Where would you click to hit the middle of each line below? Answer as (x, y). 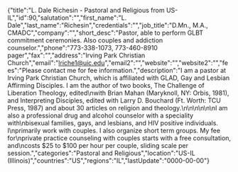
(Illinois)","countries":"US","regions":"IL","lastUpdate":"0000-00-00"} (108, 161)
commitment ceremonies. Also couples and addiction (85, 40)
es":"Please (25, 70)
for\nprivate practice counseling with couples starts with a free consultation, (119, 138)
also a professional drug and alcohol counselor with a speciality (101, 115)
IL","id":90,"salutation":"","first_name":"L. (67, 18)
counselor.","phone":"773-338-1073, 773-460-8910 (83, 48)
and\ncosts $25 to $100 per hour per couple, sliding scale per (98, 145)
